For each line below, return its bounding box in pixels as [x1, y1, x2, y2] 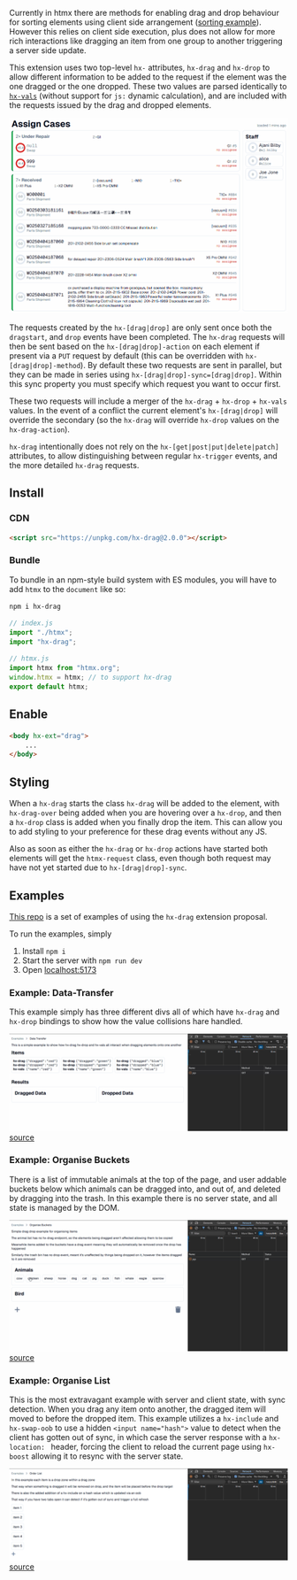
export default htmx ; [9, 682, 89, 691]
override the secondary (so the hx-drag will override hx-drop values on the [9, 414, 280, 425]
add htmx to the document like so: [9, 583, 126, 594]
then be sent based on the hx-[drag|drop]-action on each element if [9, 341, 261, 351]
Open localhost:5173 [21, 964, 97, 975]
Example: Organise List [9, 1374, 110, 1386]
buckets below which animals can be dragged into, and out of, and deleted [9, 1183, 281, 1194]
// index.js [9, 619, 53, 628]
